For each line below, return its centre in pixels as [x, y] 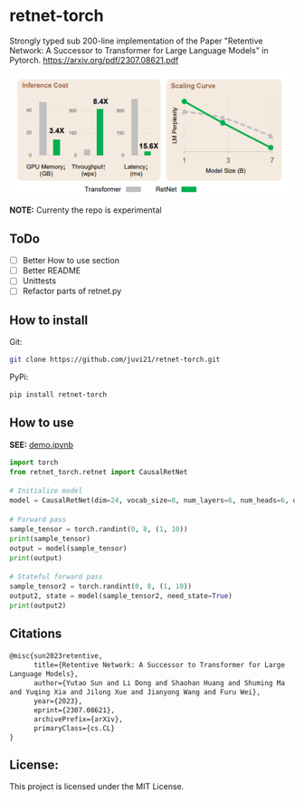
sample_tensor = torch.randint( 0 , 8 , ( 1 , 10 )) [99, 529]
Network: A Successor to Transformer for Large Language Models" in [139, 50]
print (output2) [38, 606]
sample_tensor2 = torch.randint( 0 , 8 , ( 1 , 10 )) [101, 586]
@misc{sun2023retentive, [56, 656]
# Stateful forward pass [56, 577]
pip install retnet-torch [58, 395]
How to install [49, 320]
